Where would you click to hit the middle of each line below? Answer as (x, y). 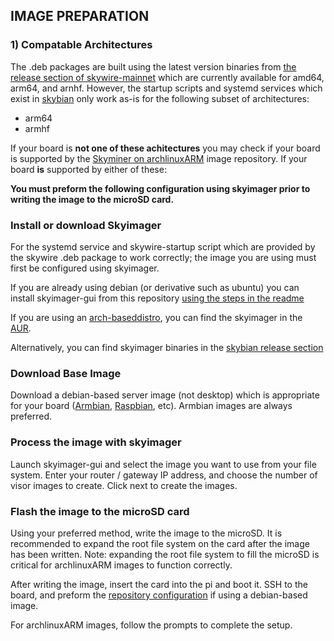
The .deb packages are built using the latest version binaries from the (153, 66)
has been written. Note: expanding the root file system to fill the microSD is (165, 554)
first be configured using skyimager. (85, 268)
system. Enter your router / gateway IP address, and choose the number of (164, 475)
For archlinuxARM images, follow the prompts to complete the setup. (151, 625)
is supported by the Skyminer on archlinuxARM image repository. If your (159, 158)
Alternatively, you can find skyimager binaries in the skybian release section (167, 347)
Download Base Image (66, 373)
